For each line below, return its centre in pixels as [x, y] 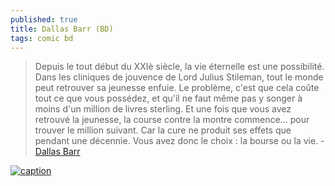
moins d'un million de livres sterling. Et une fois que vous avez [163, 109]
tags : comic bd [42, 38]
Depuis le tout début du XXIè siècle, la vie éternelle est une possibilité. [179, 67]
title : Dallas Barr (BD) [62, 29]
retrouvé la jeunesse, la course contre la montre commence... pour [172, 120]
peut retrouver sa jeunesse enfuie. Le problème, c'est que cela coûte [177, 88]
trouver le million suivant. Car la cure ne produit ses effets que [163, 130]
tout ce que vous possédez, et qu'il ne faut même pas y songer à [168, 98]
